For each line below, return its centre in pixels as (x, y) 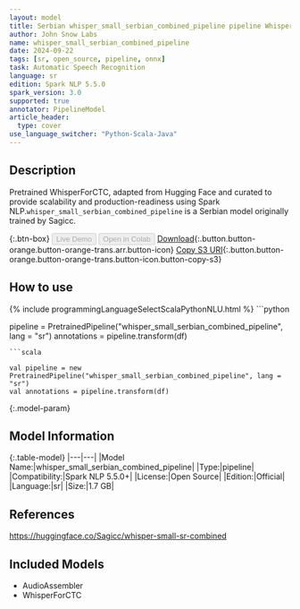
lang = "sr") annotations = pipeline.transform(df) (98, 336)
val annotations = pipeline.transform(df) (89, 391)
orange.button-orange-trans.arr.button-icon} (92, 249)
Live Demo (74, 239)
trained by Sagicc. (42, 220)
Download (175, 238)
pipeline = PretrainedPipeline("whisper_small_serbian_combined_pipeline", (146, 326)
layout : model (36, 17)
